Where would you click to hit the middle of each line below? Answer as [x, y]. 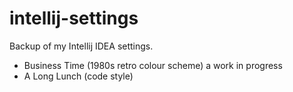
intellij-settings [74, 18]
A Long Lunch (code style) [78, 76]
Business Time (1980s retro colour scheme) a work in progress [153, 65]
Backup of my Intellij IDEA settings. [81, 46]
